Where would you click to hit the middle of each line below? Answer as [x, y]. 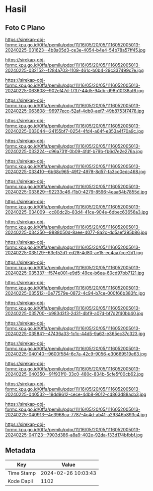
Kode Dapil [20, 481]
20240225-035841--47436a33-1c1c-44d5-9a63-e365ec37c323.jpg [75, 333]
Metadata [20, 450]
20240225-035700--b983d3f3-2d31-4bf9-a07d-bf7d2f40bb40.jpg [74, 313]
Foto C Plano [25, 28]
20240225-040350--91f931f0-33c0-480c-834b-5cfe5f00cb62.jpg [75, 374]
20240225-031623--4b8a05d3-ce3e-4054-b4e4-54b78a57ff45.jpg [75, 50]
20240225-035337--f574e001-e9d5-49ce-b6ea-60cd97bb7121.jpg [75, 273]
